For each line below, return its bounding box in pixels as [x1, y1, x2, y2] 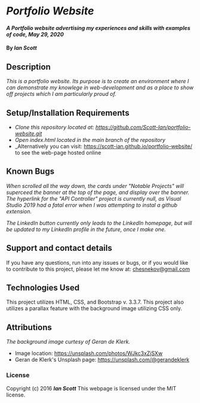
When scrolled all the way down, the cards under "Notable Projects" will [6, 182, 184, 189]
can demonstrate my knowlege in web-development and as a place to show [6, 84, 194, 91]
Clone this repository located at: [14, 124, 94, 131]
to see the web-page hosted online [14, 149, 101, 156]
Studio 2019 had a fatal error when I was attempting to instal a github [6, 201, 178, 208]
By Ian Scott [6, 44, 37, 51]
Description [6, 62, 51, 72]
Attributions [6, 322, 53, 332]
